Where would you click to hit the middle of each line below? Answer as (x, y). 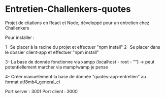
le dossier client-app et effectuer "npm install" (52, 52)
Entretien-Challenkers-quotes (68, 9)
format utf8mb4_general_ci (33, 82)
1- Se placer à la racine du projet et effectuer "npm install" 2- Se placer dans (83, 47)
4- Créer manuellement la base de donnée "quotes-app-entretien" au (76, 76)
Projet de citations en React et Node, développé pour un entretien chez (77, 23)
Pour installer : (20, 37)
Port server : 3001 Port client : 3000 (41, 91)
